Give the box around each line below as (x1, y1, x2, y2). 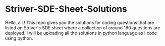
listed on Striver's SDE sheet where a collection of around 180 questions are (5, 24, 160, 30)
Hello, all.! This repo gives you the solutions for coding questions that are (5, 20, 155, 25)
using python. (5, 35, 33, 41)
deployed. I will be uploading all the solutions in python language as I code (5, 30, 157, 36)
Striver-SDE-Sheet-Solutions (5, 3, 127, 15)
